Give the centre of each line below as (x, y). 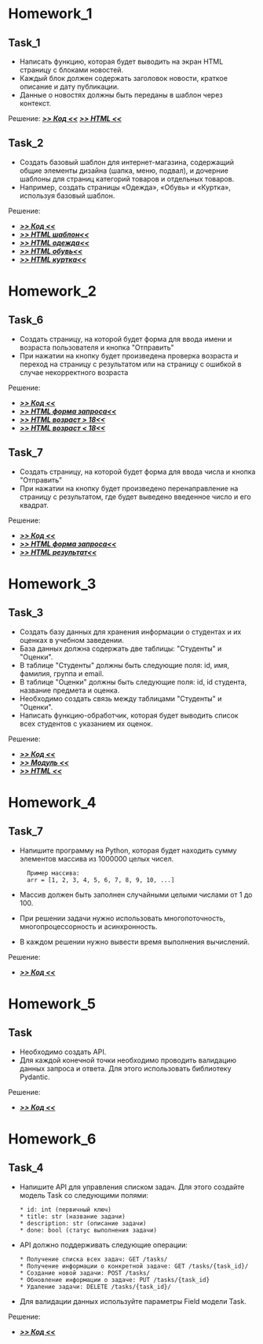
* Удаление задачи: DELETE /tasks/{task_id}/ (95, 1287)
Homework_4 (52, 802)
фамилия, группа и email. (62, 674)
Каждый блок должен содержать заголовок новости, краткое (123, 78)
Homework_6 (52, 1138)
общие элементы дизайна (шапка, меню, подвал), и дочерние (124, 171)
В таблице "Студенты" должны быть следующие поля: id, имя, (124, 665)
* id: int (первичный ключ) (65, 1210)
